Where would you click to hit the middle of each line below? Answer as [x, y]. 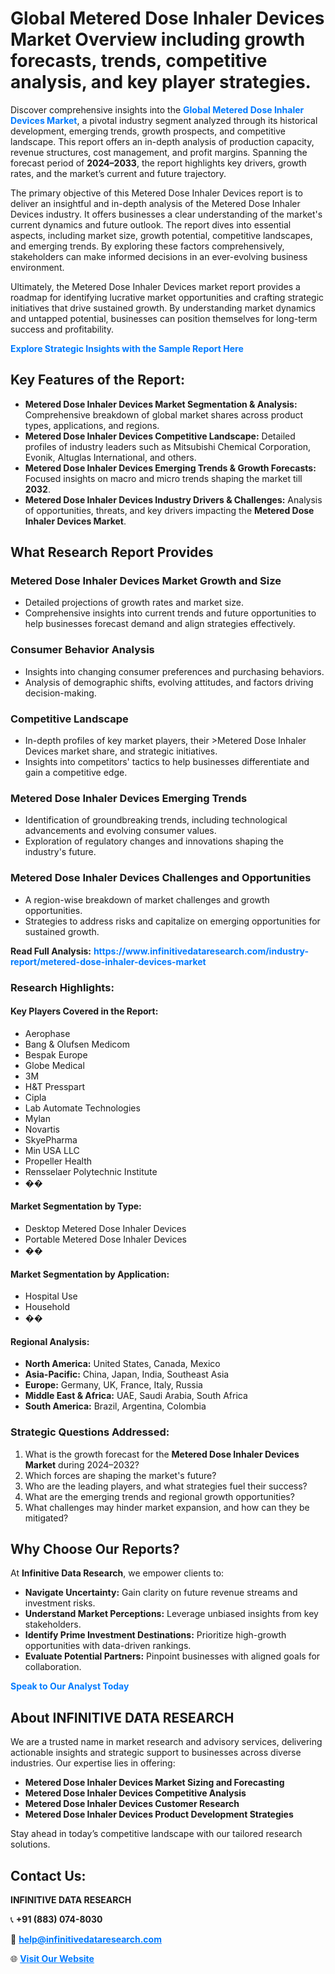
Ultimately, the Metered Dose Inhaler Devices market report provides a [155, 286]
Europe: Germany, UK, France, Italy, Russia [113, 1385]
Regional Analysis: [50, 1341]
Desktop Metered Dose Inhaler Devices [105, 1228]
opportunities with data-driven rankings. [108, 1646]
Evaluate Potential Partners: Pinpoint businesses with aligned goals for [172, 1656]
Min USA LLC [52, 1150]
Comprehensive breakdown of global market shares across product [164, 414]
